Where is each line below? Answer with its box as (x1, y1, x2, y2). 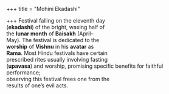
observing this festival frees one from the (6, 76, 110, 82)
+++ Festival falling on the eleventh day (6, 17, 105, 24)
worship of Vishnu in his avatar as (6, 43, 94, 50)
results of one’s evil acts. (6, 82, 69, 89)
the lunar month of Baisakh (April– (6, 30, 94, 37)
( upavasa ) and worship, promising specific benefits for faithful (6, 62, 164, 70)
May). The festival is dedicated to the (6, 37, 100, 43)
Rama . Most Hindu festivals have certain (6, 49, 108, 57)
